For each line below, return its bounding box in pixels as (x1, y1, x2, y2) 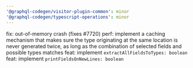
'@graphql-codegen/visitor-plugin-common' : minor (6, 8, 130, 15)
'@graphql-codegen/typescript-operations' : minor (6, 14, 130, 20)
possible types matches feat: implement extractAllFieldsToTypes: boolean (6, 49, 188, 56)
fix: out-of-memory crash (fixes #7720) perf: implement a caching (6, 30, 166, 37)
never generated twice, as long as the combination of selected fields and (6, 42, 182, 50)
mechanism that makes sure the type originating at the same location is (6, 36, 178, 43)
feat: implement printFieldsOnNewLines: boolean (6, 55, 124, 62)
